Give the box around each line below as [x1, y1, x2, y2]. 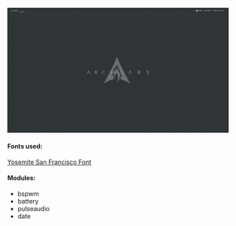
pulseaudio [17, 204, 51, 213]
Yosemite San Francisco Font [7, 158, 91, 166]
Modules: [7, 174, 36, 182]
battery [17, 196, 39, 205]
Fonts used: [7, 142, 43, 151]
